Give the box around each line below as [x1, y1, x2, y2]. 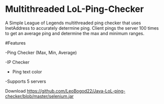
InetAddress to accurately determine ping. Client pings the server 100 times [5, 25, 159, 31]
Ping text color [12, 68, 42, 75]
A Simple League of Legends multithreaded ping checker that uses [5, 20, 141, 26]
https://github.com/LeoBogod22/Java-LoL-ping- [27, 88, 126, 94]
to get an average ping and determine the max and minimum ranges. [5, 30, 145, 36]
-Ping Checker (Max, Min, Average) [5, 50, 77, 55]
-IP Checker [5, 59, 30, 65]
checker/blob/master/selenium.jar [5, 93, 74, 99]
